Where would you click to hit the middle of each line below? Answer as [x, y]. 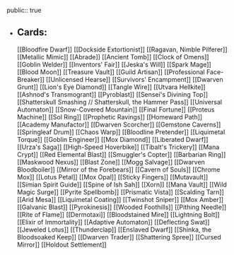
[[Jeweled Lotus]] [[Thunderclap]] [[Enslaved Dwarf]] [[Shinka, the [114, 230]
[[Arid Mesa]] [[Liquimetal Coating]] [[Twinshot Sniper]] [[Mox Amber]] [120, 199]
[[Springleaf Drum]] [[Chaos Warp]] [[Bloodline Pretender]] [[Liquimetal [121, 132]
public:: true [24, 10]
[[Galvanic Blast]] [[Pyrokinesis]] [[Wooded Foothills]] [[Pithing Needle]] [122, 207]
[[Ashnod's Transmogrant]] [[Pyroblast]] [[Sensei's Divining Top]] [112, 94]
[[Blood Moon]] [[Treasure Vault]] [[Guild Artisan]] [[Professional [111, 72]
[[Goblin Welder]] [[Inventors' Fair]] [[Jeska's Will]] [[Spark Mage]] [114, 64]
